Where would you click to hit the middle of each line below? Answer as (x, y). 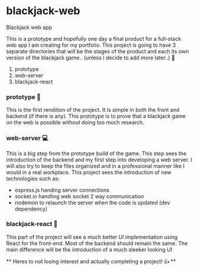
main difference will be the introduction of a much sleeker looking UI (89, 249)
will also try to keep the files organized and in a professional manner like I (95, 166)
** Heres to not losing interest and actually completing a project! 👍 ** (91, 261)
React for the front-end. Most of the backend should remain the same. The (97, 243)
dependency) (31, 209)
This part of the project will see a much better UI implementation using (92, 237)
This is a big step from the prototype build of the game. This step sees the (96, 153)
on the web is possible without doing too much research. (75, 122)
